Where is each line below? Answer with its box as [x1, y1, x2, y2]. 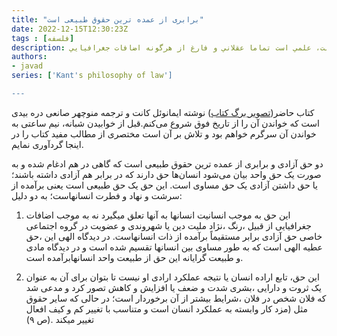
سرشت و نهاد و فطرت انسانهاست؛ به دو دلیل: [11, 189, 183, 201]
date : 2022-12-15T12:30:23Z [11, 24, 129, 34]
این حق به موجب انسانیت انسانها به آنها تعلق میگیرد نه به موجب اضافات [25, 209, 291, 221]
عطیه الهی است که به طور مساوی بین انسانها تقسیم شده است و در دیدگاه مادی [25, 241, 323, 253]
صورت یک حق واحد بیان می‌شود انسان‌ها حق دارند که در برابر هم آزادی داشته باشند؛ [11, 168, 322, 180]
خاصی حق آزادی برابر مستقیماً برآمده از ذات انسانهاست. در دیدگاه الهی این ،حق [25, 230, 323, 242]
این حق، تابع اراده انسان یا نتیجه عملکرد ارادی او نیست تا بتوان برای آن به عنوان [25, 271, 320, 283]
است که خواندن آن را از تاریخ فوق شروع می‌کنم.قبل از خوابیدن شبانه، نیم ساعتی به [11, 117, 320, 129]
